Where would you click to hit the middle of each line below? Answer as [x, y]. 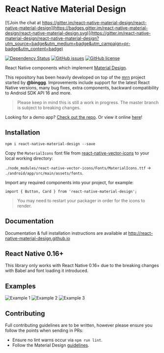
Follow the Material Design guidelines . [51, 345]
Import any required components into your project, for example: [69, 182]
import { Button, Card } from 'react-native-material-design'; [71, 191]
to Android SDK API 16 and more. [39, 93]
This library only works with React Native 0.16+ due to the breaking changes [82, 266]
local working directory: [29, 158]
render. [24, 206]
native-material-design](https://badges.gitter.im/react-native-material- [77, 27]
